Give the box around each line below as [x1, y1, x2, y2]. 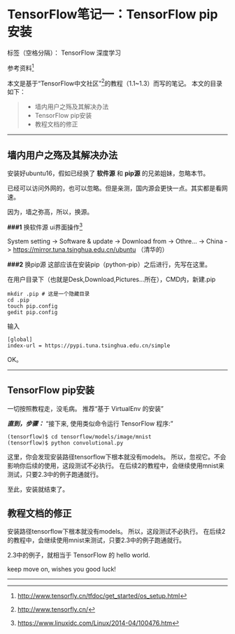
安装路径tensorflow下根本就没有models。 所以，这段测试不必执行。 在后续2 [7, 527, 226, 536]
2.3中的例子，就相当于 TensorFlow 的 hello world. [7, 551, 150, 560]
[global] [7, 336, 33, 343]
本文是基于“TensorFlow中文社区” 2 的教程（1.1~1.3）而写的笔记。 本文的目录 [7, 78, 222, 88]
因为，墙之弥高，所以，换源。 [7, 208, 93, 216]
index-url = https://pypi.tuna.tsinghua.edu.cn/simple [7, 342, 171, 349]
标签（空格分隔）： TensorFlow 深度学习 [7, 48, 121, 57]
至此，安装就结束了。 [7, 485, 69, 493]
